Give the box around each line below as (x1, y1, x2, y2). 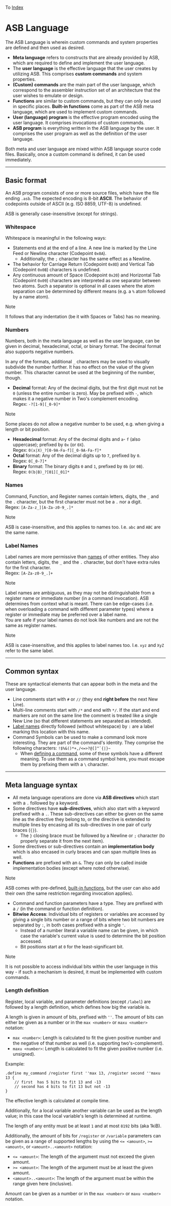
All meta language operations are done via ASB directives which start (12, 794, 159, 800)
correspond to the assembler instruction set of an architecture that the (12, 87, 160, 93)
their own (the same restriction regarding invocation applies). (5, 890, 133, 896)
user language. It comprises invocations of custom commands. (12, 120, 145, 126)
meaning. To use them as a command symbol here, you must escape (20, 756, 165, 762)
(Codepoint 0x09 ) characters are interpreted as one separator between (12, 277, 161, 284)
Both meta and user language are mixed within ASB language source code (5, 146, 161, 152)
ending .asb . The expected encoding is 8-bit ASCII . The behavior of (5, 195, 148, 201)
